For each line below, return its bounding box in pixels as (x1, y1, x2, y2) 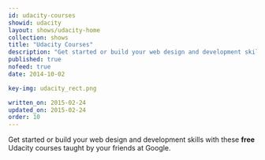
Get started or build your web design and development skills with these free (8, 135, 255, 144)
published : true (8, 56, 62, 64)
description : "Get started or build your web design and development (8, 48, 242, 56)
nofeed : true (8, 63, 51, 71)
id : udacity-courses (8, 11, 77, 20)
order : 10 (8, 113, 41, 121)
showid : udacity (8, 19, 62, 27)
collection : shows (8, 33, 69, 42)
